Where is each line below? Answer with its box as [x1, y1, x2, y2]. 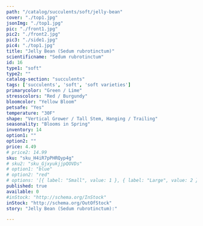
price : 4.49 [6, 143, 36, 150]
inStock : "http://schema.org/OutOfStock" [6, 200, 112, 206]
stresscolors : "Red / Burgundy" [6, 93, 88, 99]
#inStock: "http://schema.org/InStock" [6, 194, 107, 200]
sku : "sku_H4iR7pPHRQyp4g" [6, 155, 74, 161]
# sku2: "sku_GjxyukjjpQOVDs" [6, 161, 83, 167]
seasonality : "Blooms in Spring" [6, 121, 91, 128]
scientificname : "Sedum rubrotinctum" [6, 54, 104, 60]
